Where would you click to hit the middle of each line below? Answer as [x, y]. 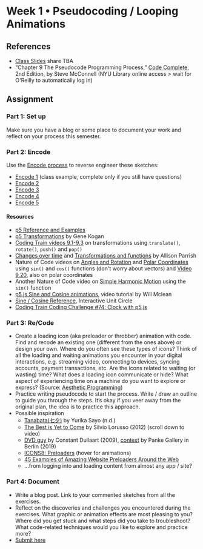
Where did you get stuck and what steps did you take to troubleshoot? [103, 521]
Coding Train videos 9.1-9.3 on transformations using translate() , [98, 243]
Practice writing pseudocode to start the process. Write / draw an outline [106, 394]
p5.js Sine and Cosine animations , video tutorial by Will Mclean [93, 294]
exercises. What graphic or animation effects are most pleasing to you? [104, 514]
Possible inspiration [40, 413]
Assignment [30, 99]
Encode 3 [27, 190]
